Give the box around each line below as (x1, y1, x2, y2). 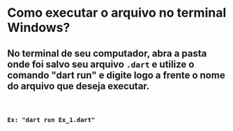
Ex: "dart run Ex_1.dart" (7, 116, 96, 123)
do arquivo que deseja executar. (7, 80, 150, 92)
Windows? (7, 20, 70, 36)
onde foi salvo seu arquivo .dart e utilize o (7, 58, 195, 70)
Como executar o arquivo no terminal (7, 5, 227, 21)
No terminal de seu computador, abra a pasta (7, 47, 207, 59)
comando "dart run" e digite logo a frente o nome (7, 69, 225, 81)
